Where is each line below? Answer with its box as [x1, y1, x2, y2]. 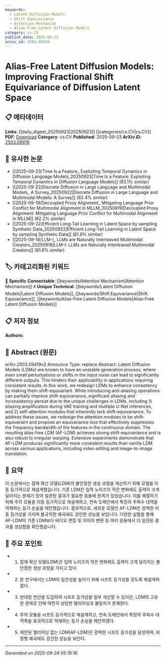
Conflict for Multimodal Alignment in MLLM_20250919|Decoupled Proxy [12, 205, 159, 211]
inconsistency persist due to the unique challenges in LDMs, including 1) [5, 398, 152, 404]
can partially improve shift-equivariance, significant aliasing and [5, 393, 135, 398]
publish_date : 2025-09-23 [5, 35, 58, 40]
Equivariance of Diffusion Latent [5, 82, 141, 93]
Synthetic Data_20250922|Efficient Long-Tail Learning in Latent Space [12, 226, 156, 232]
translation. [5, 451, 28, 456]
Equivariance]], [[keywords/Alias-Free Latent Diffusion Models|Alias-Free [5, 296, 155, 302]
